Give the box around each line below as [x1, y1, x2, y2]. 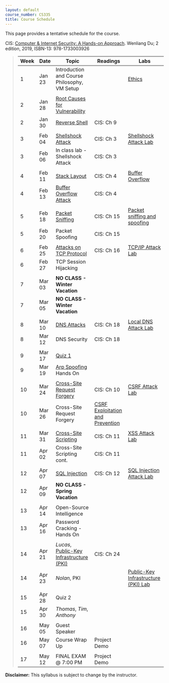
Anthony [55, 612, 76, 619]
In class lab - [55, 147, 87, 154]
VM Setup [55, 85, 79, 92]
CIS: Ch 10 [94, 386, 120, 393]
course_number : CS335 [5, 12, 51, 17]
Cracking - [55, 525, 82, 532]
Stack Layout [55, 172, 87, 179]
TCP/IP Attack [128, 244, 161, 251]
